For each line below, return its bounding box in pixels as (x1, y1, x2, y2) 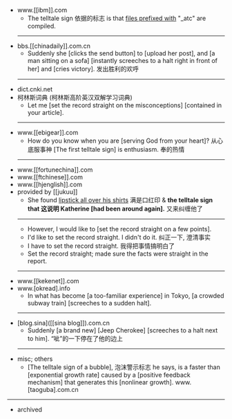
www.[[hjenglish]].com (17, 180, 83, 188)
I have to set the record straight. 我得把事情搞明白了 (27, 242, 175, 250)
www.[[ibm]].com (17, 6, 68, 14)
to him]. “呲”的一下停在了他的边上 (27, 335, 123, 342)
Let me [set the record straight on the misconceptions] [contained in (27, 101, 222, 109)
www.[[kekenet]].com (17, 277, 79, 285)
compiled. (27, 22, 57, 30)
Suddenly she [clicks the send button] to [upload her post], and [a (27, 49, 215, 57)
